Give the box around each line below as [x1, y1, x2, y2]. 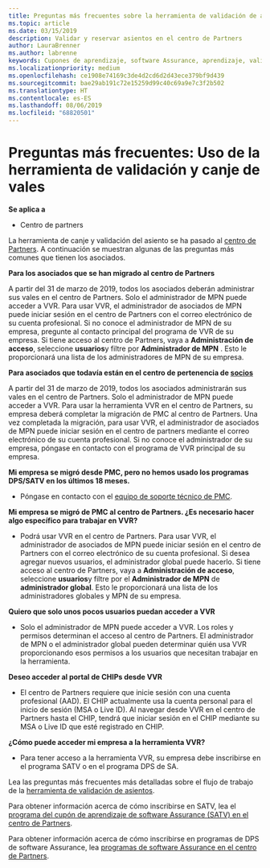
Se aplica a [8, 204, 46, 214]
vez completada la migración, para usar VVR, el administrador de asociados [8, 418, 260, 427]
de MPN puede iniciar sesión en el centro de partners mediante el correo [8, 426, 250, 435]
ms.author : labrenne [8, 49, 78, 57]
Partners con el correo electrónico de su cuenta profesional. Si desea [19, 548, 251, 557]
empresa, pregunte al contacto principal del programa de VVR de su [8, 327, 235, 336]
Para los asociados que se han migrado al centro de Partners [8, 268, 215, 278]
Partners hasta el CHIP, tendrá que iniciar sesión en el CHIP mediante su [19, 713, 260, 722]
